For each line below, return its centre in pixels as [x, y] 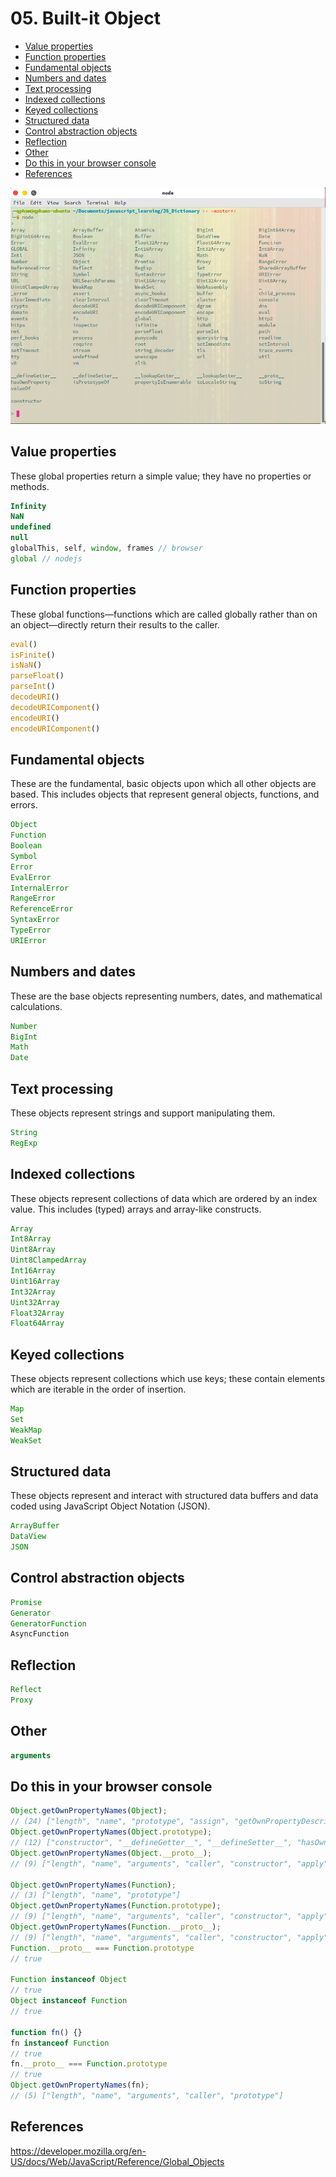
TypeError [31, 930]
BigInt [24, 1037]
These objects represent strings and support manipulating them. [143, 1113]
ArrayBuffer [35, 1526]
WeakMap [26, 1430]
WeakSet [26, 1440]
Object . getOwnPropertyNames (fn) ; [80, 2085]
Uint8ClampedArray [48, 1260]
